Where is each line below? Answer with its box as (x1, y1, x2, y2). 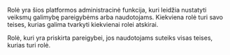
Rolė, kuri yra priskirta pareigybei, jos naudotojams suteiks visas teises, (7, 34, 213, 42)
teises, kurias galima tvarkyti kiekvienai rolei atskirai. (7, 21, 159, 28)
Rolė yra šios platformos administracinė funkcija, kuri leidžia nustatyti (7, 6, 207, 14)
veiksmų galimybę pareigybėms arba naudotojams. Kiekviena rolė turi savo (7, 13, 224, 21)
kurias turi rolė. (7, 41, 51, 49)
